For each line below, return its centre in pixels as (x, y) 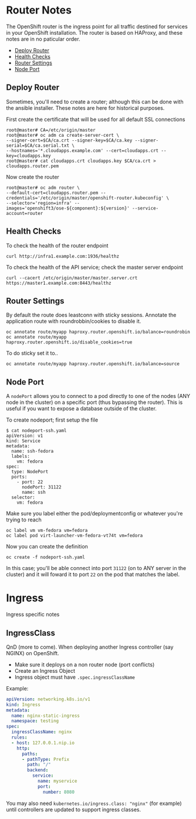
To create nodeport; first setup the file (52, 420)
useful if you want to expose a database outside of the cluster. (82, 409)
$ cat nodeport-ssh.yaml (36, 431)
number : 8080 (59, 792)
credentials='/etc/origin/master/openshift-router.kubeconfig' (85, 198)
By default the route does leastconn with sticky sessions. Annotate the (91, 315)
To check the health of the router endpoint (57, 245)
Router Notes (39, 10)
